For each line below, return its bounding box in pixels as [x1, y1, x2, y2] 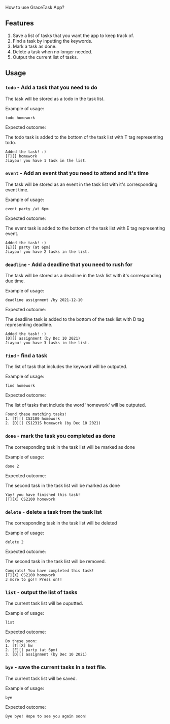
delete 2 [5, 539, 24, 545]
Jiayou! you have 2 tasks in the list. [5, 249, 90, 254]
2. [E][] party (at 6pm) [5, 647, 58, 653]
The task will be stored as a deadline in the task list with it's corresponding [5, 273, 161, 279]
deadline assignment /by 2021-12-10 [5, 298, 83, 303]
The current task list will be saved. [5, 675, 77, 681]
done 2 [5, 464, 19, 469]
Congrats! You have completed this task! [5, 568, 94, 573]
